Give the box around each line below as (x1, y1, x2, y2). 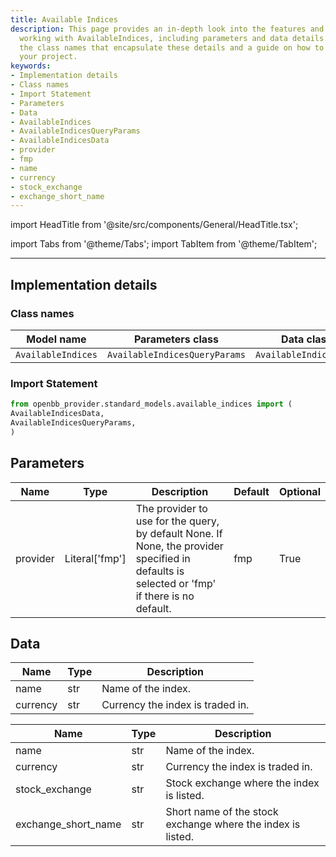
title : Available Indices (10, 14, 118, 25)
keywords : (10, 61, 52, 71)
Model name (26, 332, 87, 346)
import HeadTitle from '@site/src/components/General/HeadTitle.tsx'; (10, 219, 299, 231)
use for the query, (135, 514, 220, 528)
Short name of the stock (165, 805, 279, 819)
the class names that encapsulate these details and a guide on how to (19, 42, 325, 53)
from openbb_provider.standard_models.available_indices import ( (10, 399, 293, 410)
